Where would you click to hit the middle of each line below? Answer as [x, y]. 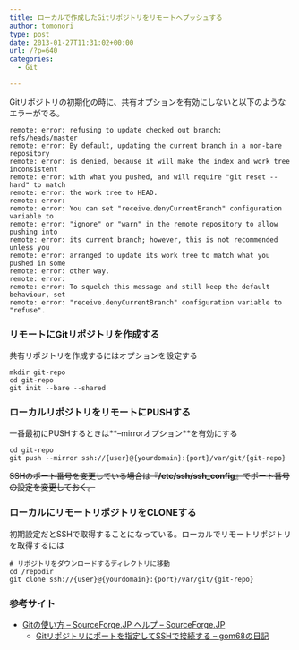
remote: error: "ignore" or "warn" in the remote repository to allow [144, 224]
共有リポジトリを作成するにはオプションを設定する [103, 355]
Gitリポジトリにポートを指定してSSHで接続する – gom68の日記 [152, 636]
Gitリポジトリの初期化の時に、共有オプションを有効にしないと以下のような [148, 102]
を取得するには [37, 545]
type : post [30, 34]
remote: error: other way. [60, 271]
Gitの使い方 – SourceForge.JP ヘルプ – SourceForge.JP [124, 625]
